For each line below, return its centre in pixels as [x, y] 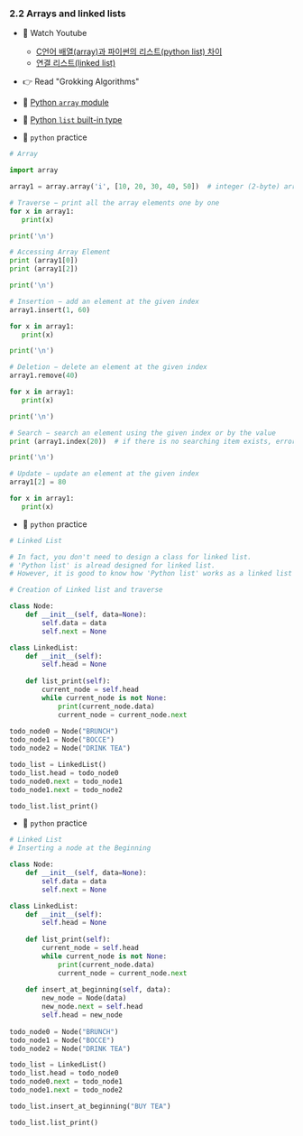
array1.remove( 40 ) [44, 376]
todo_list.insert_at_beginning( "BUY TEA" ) [90, 1106]
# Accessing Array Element [60, 252]
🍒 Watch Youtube [55, 33]
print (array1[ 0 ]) [44, 261]
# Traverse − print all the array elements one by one [115, 203]
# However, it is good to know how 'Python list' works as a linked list [151, 574]
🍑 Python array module [66, 103]
